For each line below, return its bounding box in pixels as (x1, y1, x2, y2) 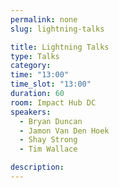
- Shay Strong (19, 135, 78, 145)
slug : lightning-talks (10, 24, 105, 34)
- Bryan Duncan (19, 116, 83, 126)
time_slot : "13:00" (10, 79, 92, 90)
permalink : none (10, 14, 78, 25)
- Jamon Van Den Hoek (19, 126, 110, 136)
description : (10, 162, 65, 173)
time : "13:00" (10, 70, 70, 80)
